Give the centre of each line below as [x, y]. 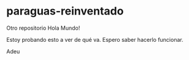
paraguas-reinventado [65, 11]
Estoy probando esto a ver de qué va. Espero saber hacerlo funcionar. [95, 39]
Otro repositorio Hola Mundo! [43, 28]
